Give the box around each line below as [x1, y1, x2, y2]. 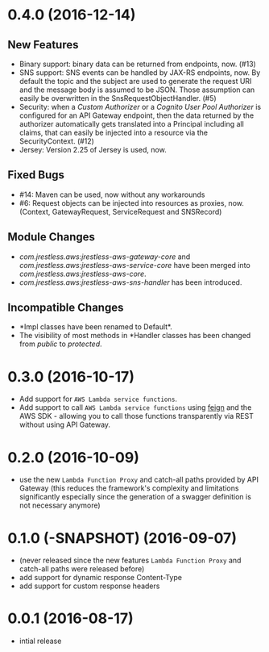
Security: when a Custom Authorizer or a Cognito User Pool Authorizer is [19, 102, 262, 111]
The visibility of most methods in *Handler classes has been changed [19, 331, 251, 341]
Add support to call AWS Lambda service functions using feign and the [19, 403, 252, 412]
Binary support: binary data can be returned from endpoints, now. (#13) [19, 59, 257, 69]
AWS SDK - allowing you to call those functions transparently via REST [19, 412, 255, 421]
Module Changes [7, 230, 96, 244]
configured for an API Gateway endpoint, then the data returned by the [19, 111, 255, 120]
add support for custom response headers [19, 581, 160, 591]
